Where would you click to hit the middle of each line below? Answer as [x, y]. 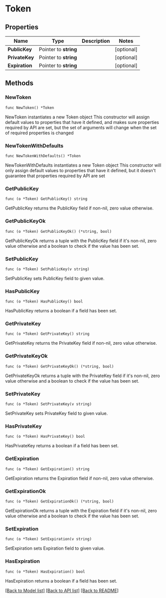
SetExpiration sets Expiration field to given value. [55, 548]
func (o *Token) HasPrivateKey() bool [45, 437]
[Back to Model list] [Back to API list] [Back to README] [62, 591]
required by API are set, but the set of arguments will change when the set [81, 127]
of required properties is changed [39, 133]
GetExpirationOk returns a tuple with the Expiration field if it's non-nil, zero [81, 510]
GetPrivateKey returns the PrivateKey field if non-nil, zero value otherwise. [81, 343]
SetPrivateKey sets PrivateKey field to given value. [56, 413]
